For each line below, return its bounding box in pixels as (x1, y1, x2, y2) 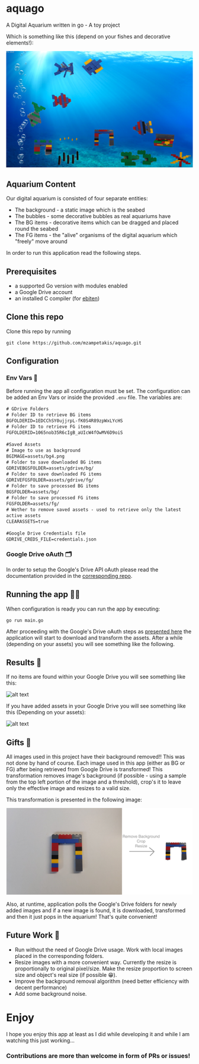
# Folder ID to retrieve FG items (6, 423, 92, 430)
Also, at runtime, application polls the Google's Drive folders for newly (6, 900, 177, 908)
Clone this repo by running (6, 328, 71, 335)
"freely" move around (14, 238, 68, 245)
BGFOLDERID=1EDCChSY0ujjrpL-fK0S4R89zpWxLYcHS (6, 417, 123, 424)
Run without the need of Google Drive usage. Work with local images (14, 946, 183, 953)
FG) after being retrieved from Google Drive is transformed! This (6, 766, 163, 773)
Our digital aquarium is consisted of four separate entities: (6, 195, 148, 202)
